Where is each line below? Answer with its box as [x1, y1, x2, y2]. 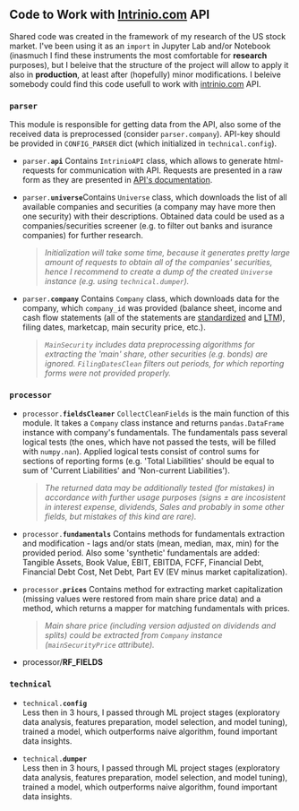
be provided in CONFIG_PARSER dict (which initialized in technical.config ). [9, 138, 278, 149]
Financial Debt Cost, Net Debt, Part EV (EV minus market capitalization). [21, 566, 288, 577]
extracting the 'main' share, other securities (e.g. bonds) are [44, 349, 269, 359]
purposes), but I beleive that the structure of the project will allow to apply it [9, 59, 289, 70]
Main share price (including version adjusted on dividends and [44, 620, 277, 631]
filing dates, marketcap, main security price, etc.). [21, 322, 206, 332]
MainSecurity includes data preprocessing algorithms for [44, 340, 255, 350]
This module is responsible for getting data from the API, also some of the [9, 119, 282, 130]
